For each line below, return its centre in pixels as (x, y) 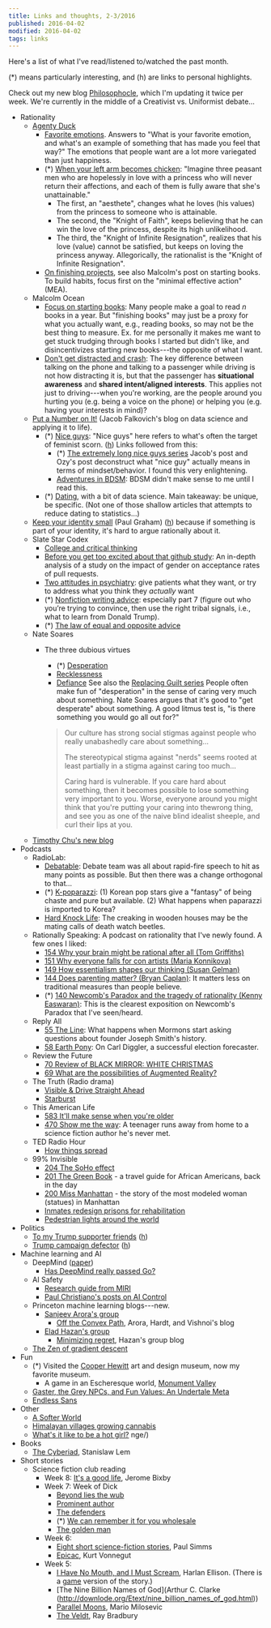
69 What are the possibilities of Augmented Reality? (130, 1073)
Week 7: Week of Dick (81, 1487)
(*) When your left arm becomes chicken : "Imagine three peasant (153, 169)
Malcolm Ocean (58, 298)
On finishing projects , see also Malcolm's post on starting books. (152, 272)
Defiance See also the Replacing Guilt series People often (152, 683)
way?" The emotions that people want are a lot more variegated (150, 152)
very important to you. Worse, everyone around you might (161, 799)
